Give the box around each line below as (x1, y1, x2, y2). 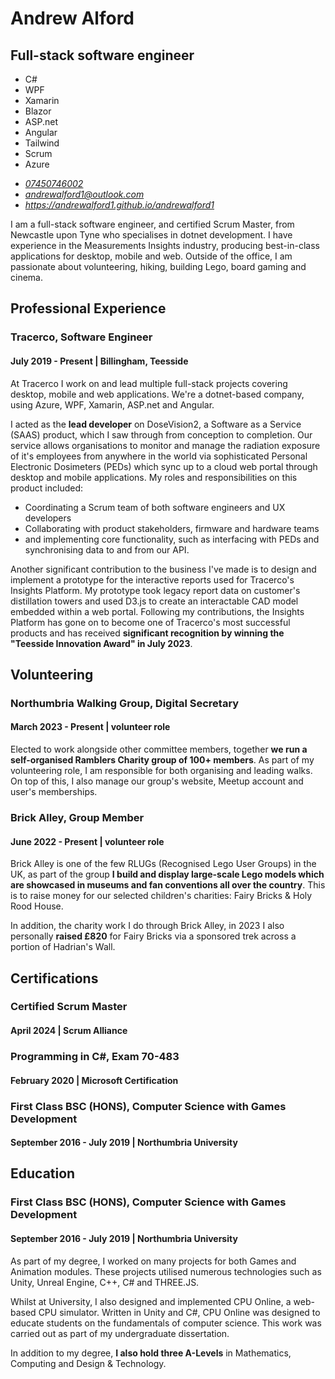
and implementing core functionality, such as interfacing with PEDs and (24, 533, 320, 545)
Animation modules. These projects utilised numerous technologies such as (10, 1265, 322, 1277)
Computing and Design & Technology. (10, 1357, 167, 1369)
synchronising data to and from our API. (24, 543, 190, 556)
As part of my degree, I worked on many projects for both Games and (10, 1255, 297, 1267)
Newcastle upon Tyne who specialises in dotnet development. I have (10, 229, 293, 241)
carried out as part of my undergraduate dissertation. (10, 1327, 230, 1339)
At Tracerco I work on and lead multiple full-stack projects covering (10, 377, 288, 389)
